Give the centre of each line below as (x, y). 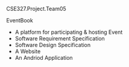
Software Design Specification (53, 45)
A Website (28, 51)
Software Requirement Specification (60, 38)
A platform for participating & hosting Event (69, 32)
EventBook (20, 20)
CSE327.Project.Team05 (36, 9)
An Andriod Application (44, 58)
